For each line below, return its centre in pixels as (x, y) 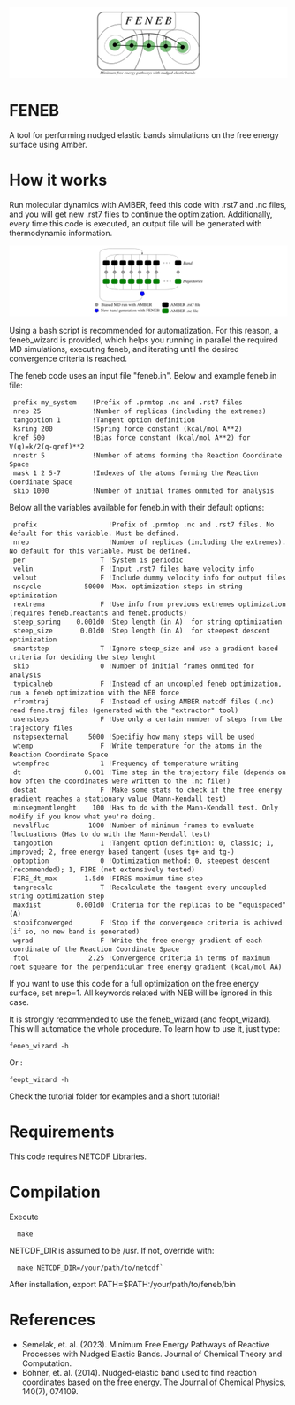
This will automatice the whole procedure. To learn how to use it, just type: (145, 1028)
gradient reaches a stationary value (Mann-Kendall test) (118, 799)
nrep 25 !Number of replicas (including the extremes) (140, 411)
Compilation (55, 1192)
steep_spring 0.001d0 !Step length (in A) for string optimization (147, 622)
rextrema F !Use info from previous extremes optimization (150, 604)
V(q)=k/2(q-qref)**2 (47, 446)
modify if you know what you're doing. (83, 817)
